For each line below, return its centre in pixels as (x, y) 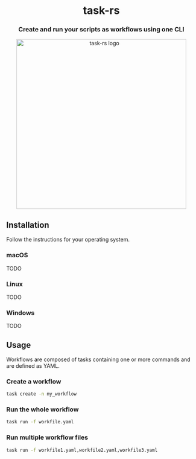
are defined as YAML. (33, 366)
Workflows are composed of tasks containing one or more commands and (99, 359)
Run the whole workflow (43, 409)
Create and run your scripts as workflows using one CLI (101, 30)
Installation (28, 225)
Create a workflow (34, 381)
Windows (21, 313)
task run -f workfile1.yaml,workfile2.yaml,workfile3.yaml (82, 450)
